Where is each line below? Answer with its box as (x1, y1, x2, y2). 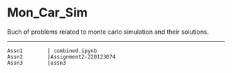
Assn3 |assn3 (7, 59, 67, 66)
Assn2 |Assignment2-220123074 (7, 53, 116, 60)
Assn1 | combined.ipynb (7, 47, 97, 54)
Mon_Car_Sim (7, 5, 88, 21)
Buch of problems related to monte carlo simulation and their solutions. (7, 28, 209, 36)
